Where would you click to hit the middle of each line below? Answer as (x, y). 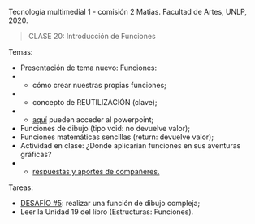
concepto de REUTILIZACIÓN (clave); (95, 102)
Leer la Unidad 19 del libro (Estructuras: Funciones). (107, 212)
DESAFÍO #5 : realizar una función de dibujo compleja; (110, 203)
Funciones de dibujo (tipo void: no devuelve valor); (105, 128)
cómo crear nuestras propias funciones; (99, 85)
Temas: (21, 52)
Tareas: (21, 187)
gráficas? (36, 154)
